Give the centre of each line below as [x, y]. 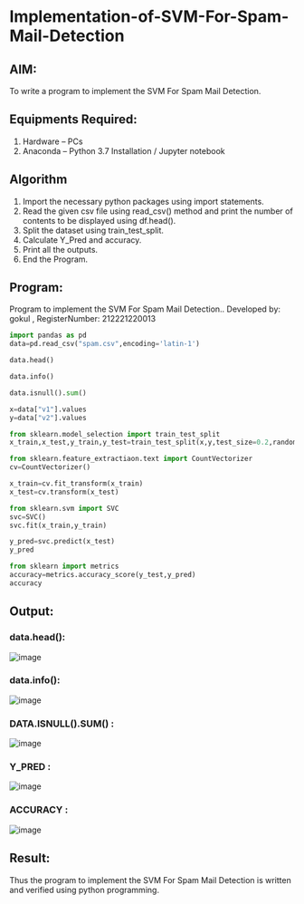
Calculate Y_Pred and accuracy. [82, 240]
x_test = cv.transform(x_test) [64, 492]
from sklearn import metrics [64, 567]
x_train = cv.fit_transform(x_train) [76, 484]
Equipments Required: [73, 120]
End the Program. [55, 259]
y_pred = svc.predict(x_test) [62, 542]
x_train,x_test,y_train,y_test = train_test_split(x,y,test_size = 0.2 [139, 442]
